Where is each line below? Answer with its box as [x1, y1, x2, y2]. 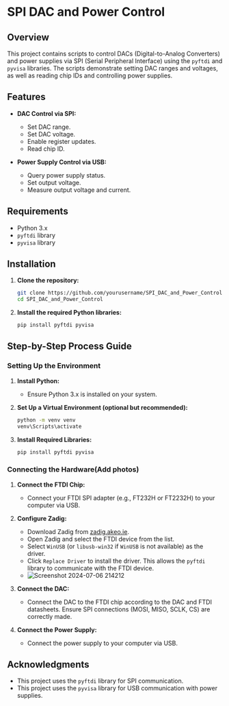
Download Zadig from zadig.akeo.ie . [27, 527, 130, 535]
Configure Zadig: [16, 514, 67, 522]
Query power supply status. [27, 171, 106, 179]
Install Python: [16, 376, 60, 385]
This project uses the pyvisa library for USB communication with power [16, 684, 217, 692]
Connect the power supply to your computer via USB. [27, 639, 178, 647]
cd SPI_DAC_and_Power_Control [16, 296, 104, 303]
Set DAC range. [27, 123, 71, 131]
